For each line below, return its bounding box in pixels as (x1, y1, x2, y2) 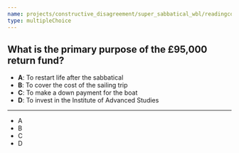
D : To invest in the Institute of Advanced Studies (17, 96, 159, 105)
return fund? (7, 54, 65, 66)
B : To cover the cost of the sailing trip (17, 81, 128, 90)
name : (7, 10, 23, 18)
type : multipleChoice (7, 17, 72, 24)
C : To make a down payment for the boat (17, 88, 138, 97)
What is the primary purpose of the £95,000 (7, 43, 208, 56)
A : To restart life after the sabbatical (17, 73, 124, 82)
